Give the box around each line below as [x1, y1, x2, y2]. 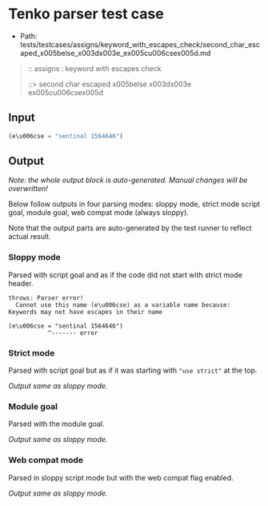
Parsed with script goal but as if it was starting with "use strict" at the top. [8, 365, 258, 376]
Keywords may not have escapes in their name [8, 308, 162, 316]
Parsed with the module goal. [8, 419, 106, 428]
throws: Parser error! [8, 293, 84, 302]
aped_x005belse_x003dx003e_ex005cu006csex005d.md [19, 48, 211, 58]
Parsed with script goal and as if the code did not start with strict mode [8, 269, 242, 280]
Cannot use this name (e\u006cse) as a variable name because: [15, 301, 230, 309]
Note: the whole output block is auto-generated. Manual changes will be [8, 175, 248, 185]
